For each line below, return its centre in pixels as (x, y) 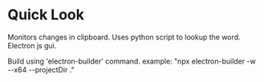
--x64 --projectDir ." (41, 69)
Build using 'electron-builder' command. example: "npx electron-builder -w (132, 61)
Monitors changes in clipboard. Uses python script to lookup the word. (124, 37)
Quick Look (46, 15)
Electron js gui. (32, 45)
